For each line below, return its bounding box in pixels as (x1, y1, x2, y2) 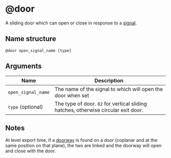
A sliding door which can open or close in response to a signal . (5, 20, 137, 26)
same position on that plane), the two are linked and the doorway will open (5, 143, 162, 149)
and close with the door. (5, 148, 56, 154)
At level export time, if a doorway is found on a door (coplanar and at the (5, 137, 158, 143)
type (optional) (8, 103, 43, 110)
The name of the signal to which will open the (54, 85, 163, 92)
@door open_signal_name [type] (5, 48, 72, 53)
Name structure (5, 35, 56, 43)
